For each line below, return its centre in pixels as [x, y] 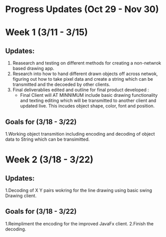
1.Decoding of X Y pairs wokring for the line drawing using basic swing [79, 190]
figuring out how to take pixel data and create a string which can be [83, 79]
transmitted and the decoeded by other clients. [61, 85]
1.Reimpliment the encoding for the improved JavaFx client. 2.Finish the [79, 223]
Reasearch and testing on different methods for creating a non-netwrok [87, 63]
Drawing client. [21, 196]
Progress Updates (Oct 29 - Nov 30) [82, 9]
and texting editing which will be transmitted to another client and [88, 101]
